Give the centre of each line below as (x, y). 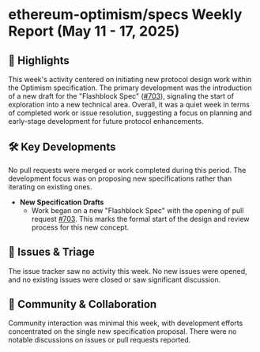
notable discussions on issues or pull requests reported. (100, 340)
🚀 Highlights (39, 60)
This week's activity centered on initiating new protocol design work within (130, 79)
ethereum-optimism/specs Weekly (125, 15)
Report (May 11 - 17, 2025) (94, 31)
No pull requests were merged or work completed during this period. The (127, 170)
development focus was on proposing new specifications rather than (120, 178)
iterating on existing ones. (50, 186)
